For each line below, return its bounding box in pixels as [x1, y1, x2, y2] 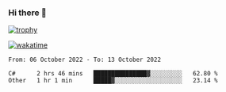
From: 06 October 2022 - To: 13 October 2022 [8, 56, 161, 64]
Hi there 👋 [8, 7, 48, 18]
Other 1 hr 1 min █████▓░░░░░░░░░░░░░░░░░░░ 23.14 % [8, 77, 218, 85]
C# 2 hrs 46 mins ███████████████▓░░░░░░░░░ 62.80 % [8, 70, 218, 78]
